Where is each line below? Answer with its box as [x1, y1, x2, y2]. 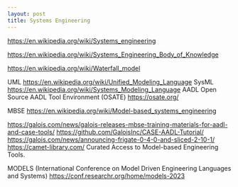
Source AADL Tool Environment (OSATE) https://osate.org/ [7, 93, 179, 101]
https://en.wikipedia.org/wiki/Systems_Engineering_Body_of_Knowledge [7, 50, 219, 59]
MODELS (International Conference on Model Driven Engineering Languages [7, 164, 232, 172]
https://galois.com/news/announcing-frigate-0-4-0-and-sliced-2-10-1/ [7, 135, 215, 144]
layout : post [7, 10, 46, 18]
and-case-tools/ [7, 127, 55, 136]
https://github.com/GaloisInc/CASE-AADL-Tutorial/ [56, 127, 204, 136]
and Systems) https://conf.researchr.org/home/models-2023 [7, 171, 185, 180]
